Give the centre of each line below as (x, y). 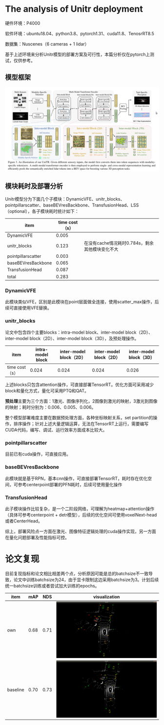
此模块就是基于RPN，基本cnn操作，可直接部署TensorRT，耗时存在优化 (76, 478)
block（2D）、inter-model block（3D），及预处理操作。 (84, 338)
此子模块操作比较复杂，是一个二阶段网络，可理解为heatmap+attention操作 (80, 509)
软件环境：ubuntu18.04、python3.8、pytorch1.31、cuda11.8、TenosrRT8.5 (80, 33)
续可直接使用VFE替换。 (29, 308)
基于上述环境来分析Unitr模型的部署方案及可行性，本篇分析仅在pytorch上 (78, 54)
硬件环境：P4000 (23, 23)
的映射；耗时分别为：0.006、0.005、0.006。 (51, 408)
